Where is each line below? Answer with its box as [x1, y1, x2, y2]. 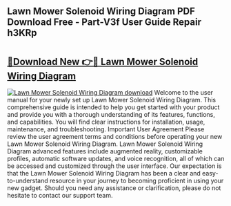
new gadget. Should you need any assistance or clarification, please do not [7, 184, 221, 192]
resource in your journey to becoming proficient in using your [49, 176, 224, 185]
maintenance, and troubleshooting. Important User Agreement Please [7, 125, 205, 133]
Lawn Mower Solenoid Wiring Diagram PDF [7, 6, 195, 17]
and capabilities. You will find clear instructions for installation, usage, [7, 118, 205, 126]
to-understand [7, 176, 48, 185]
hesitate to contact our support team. [7, 191, 113, 199]
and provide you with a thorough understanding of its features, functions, [7, 111, 216, 118]
